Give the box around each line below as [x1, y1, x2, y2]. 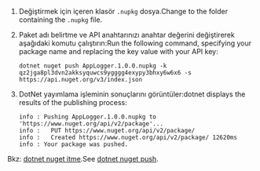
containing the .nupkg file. [18, 15, 103, 24]
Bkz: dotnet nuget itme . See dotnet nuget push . [7, 155, 159, 163]
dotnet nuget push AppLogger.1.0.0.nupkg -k [18, 62, 167, 70]
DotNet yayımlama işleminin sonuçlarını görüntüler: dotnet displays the [18, 89, 246, 99]
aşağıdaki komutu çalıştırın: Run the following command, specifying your [18, 38, 252, 48]
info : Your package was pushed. [18, 140, 129, 148]
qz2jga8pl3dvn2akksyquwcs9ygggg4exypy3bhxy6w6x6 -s [18, 69, 192, 77]
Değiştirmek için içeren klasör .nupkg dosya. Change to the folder [18, 7, 229, 16]
